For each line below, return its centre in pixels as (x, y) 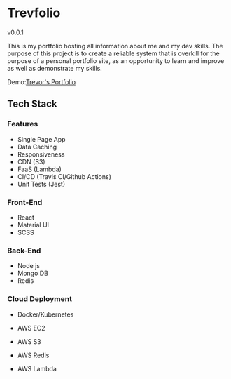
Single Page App (41, 139)
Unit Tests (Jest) (41, 184)
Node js (29, 266)
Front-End (25, 202)
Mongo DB (33, 273)
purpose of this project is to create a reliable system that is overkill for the (113, 53)
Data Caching (37, 147)
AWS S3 (29, 341)
